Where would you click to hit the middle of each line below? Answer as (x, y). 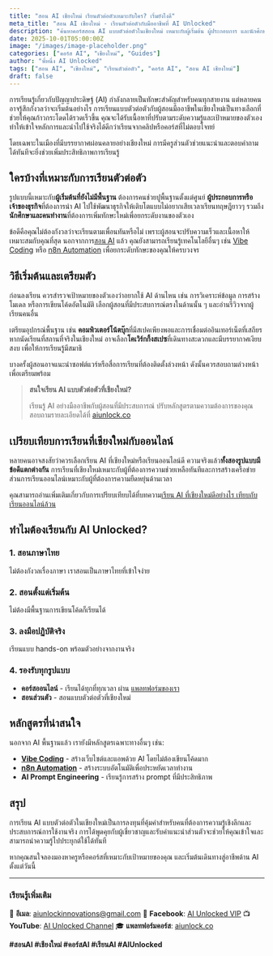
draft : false (31, 76)
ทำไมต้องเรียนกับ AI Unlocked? (79, 530)
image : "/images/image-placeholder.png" (79, 46)
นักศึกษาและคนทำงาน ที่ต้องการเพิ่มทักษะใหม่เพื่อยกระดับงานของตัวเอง (102, 216)
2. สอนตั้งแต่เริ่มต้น (39, 592)
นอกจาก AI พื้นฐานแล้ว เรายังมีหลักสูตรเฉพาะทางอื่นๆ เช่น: (87, 743)
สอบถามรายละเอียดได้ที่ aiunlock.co (80, 415)
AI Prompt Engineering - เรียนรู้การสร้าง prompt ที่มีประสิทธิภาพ (117, 777)
